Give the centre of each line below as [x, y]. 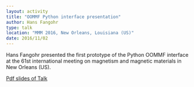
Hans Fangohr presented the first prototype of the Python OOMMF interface [97, 55]
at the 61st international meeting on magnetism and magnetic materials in [94, 61]
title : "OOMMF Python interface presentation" [64, 17]
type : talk [19, 28]
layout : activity [27, 11]
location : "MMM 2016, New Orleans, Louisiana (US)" [70, 33]
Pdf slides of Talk [27, 78]
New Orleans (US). [29, 67]
